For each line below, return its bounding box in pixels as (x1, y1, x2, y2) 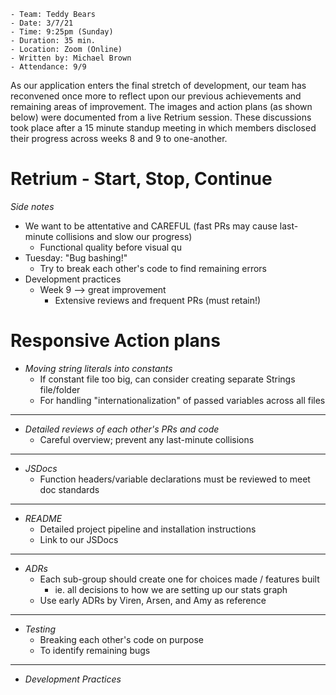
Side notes (10, 200, 55, 212)
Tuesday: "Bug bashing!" (24, 251, 128, 264)
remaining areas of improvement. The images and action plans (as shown (10, 101, 313, 112)
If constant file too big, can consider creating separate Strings (39, 373, 296, 385)
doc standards (39, 483, 100, 495)
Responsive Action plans (10, 330, 221, 352)
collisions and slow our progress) (55, 230, 193, 242)
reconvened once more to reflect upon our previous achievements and (10, 90, 302, 102)
